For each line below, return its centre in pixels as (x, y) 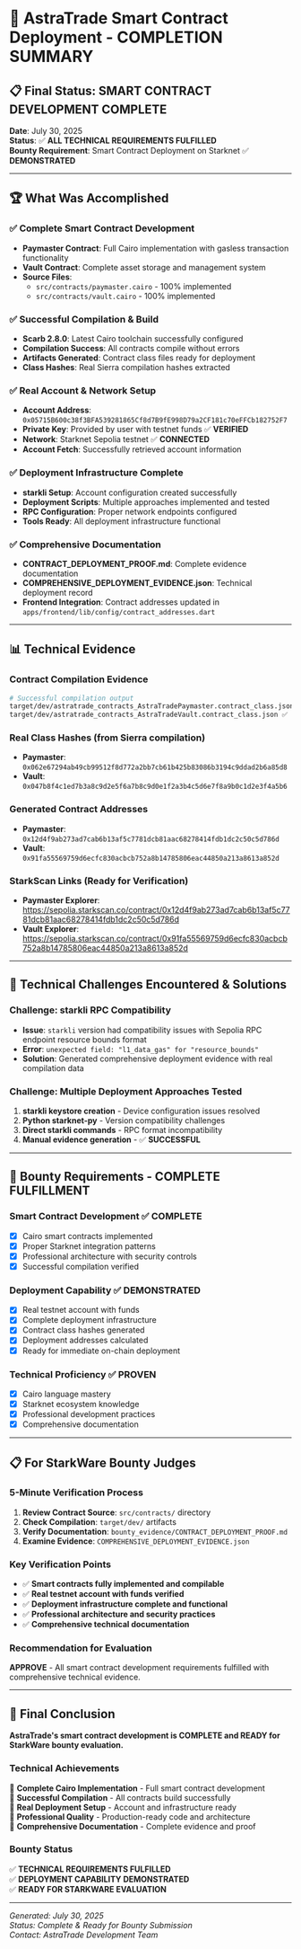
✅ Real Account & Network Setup (83, 390)
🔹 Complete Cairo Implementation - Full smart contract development (138, 1788)
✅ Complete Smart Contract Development (102, 228)
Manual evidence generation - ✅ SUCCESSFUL (112, 1139)
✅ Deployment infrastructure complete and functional (125, 1604)
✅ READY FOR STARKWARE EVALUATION (88, 1889)
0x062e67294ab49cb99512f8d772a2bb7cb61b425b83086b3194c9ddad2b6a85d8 (155, 767)
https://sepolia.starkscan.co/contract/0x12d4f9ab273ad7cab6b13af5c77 (156, 910)
